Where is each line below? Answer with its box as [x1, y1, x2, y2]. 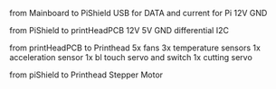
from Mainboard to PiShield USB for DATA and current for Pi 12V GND [9, 8, 268, 18]
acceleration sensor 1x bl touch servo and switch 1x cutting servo [9, 52, 253, 62]
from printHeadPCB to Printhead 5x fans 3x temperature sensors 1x [9, 42, 261, 53]
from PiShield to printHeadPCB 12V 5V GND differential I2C [9, 25, 229, 35]
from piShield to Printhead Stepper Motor [9, 69, 164, 80]
